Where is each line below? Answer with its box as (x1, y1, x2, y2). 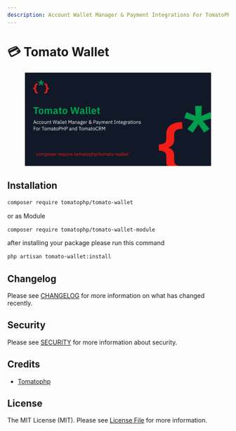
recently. (7, 299, 33, 307)
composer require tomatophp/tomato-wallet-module (7, 226, 156, 234)
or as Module (7, 212, 46, 220)
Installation (7, 180, 58, 192)
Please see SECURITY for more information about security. (7, 338, 178, 346)
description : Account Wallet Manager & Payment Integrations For (7, 11, 202, 18)
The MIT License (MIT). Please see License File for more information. (7, 416, 207, 425)
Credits (7, 358, 41, 370)
